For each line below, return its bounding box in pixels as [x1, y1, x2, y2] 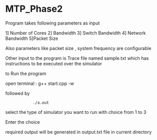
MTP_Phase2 [5, 3, 63, 15]
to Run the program [5, 70, 47, 77]
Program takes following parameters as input [5, 20, 100, 26]
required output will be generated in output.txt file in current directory [5, 129, 152, 135]
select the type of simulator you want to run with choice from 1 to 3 [5, 109, 147, 115]
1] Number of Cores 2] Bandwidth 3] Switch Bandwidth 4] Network [5, 30, 146, 36]
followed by [5, 90, 30, 96]
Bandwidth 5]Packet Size [5, 35, 58, 41]
